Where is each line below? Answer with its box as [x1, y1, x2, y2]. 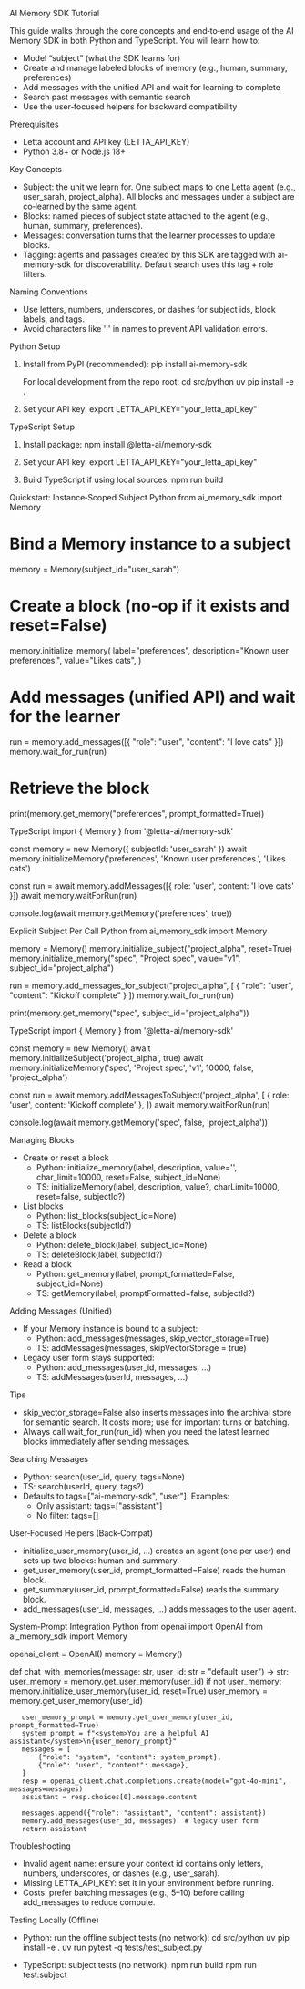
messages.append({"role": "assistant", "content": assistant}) [21, 1809, 267, 1818]
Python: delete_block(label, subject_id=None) [36, 1239, 208, 1250]
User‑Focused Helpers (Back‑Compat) [9, 1527, 153, 1539]
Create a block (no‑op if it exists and [9, 596, 290, 616]
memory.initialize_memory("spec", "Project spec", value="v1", [9, 953, 241, 964]
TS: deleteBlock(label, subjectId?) [36, 1249, 163, 1260]
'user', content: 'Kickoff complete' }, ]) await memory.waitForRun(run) [9, 1098, 270, 1110]
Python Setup [9, 341, 61, 352]
